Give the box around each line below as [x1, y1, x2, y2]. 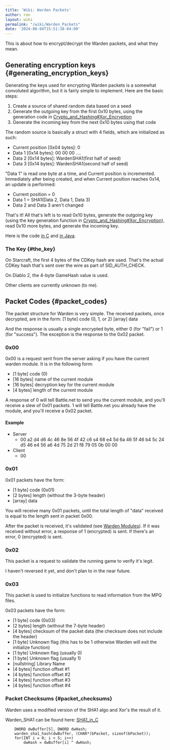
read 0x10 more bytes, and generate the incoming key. [5, 222, 119, 229]
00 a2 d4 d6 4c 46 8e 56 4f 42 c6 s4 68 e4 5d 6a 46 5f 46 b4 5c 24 [20, 436, 164, 442]
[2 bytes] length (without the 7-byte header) [12, 623, 105, 629]
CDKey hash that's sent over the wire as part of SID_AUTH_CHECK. [5, 262, 146, 268]
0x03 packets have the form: [5, 608, 66, 614]
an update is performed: [5, 181, 56, 187]
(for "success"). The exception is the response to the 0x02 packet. [5, 331, 145, 337]
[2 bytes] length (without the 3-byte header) [12, 492, 106, 498]
